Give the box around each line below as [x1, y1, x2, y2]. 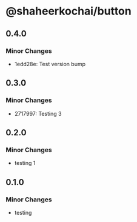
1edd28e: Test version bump [14, 60, 86, 67]
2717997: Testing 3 [14, 110, 62, 117]
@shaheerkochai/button [5, 4, 132, 18]
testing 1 [14, 160, 36, 167]
